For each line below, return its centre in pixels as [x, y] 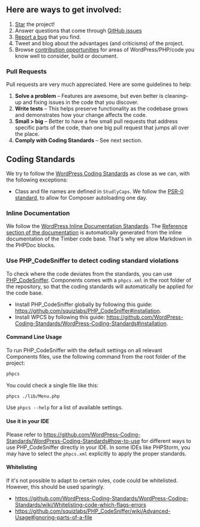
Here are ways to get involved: [64, 10]
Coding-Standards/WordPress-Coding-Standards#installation [91, 323]
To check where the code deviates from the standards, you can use [89, 273]
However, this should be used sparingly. [55, 486]
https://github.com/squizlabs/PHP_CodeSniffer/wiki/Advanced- [93, 511]
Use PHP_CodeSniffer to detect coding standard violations [93, 261]
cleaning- [176, 96]
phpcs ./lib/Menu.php [33, 396]
